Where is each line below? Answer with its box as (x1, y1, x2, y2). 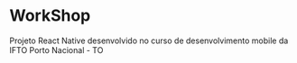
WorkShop (9, 5, 91, 26)
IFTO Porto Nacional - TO (9, 44, 104, 55)
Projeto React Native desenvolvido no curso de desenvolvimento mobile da (9, 35, 289, 46)
